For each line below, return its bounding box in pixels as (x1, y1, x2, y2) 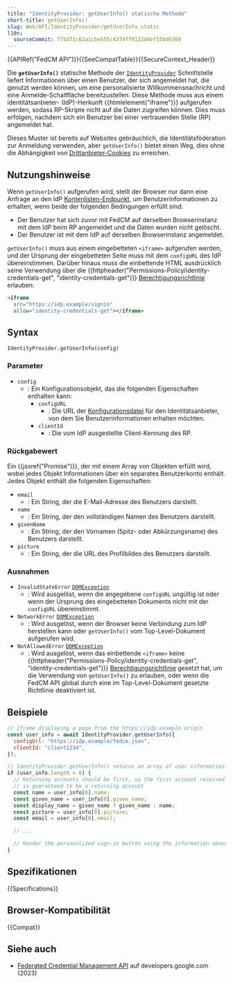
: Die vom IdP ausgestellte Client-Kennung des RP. (48, 429, 193, 437)
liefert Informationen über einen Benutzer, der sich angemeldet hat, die (7, 76, 210, 84)
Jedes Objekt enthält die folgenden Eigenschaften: (7, 476, 153, 485)
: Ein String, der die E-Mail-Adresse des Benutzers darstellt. (27, 497, 198, 505)
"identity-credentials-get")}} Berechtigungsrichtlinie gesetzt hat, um (27, 664, 223, 673)
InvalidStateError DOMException (17, 584, 110, 591)
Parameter (7, 361, 44, 371)
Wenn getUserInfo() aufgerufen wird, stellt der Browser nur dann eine (7, 187, 208, 196)
